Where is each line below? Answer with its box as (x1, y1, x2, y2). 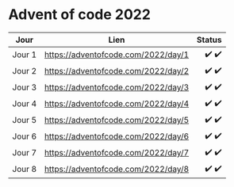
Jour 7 (12, 147, 37, 158)
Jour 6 (12, 131, 37, 142)
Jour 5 (12, 115, 37, 126)
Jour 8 (12, 164, 37, 175)
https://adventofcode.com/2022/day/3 (44, 82, 190, 93)
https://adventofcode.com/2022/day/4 (44, 98, 190, 109)
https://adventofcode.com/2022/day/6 (44, 131, 190, 142)
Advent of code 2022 (8, 6, 151, 24)
